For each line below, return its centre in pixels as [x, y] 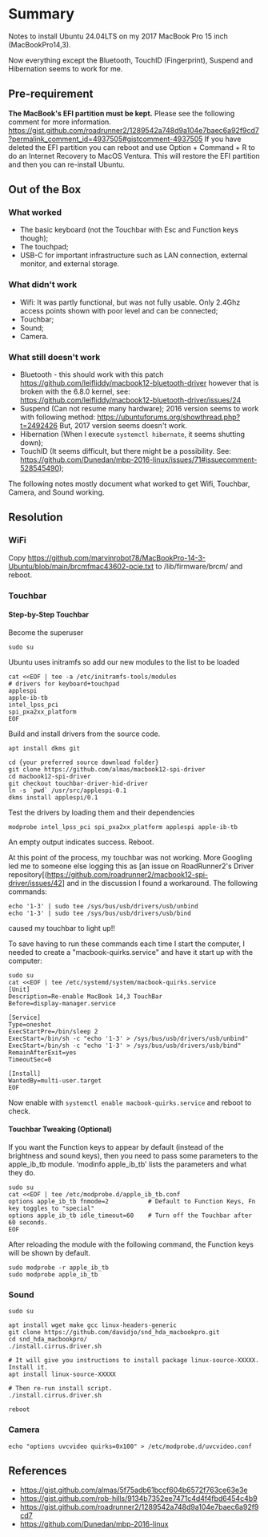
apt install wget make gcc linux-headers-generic [93, 1325]
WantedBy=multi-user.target [55, 1080]
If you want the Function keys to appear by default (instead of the [116, 1147]
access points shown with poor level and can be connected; [119, 310]
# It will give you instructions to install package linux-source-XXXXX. [134, 1361]
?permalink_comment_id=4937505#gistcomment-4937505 [106, 139]
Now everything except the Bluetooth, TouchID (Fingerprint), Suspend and [131, 60]
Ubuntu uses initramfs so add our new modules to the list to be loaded [124, 661]
